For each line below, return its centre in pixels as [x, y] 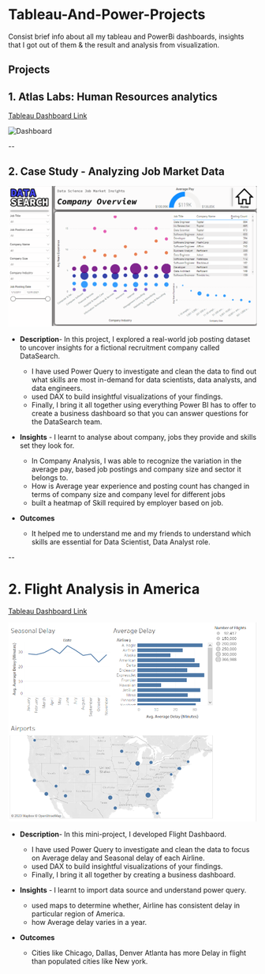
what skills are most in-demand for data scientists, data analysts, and [144, 379]
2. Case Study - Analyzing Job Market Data [116, 171]
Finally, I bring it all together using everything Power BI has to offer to [144, 404]
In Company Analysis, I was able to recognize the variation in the [136, 460]
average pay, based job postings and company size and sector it [136, 469]
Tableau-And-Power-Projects [107, 15]
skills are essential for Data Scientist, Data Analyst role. [121, 542]
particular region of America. [78, 914]
